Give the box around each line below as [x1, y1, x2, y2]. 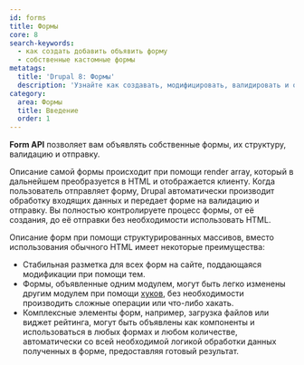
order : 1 [17, 114, 51, 123]
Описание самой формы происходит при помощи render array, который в [9, 167, 294, 178]
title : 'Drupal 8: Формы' [17, 72, 116, 82]
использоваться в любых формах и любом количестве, [22, 327, 238, 338]
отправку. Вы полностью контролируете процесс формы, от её [9, 205, 255, 216]
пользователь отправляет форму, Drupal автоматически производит [9, 186, 275, 197]
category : [9, 89, 47, 98]
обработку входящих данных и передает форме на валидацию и [9, 196, 260, 207]
